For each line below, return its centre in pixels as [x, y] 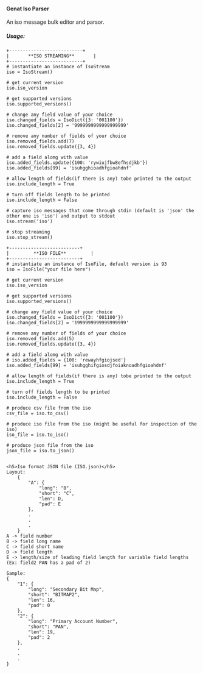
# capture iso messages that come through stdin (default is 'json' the [100, 211]
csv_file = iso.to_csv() [38, 414]
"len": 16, [42, 600]
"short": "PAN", [49, 627]
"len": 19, [42, 632]
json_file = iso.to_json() [40, 451]
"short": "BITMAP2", [54, 595]
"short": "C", [57, 494]
